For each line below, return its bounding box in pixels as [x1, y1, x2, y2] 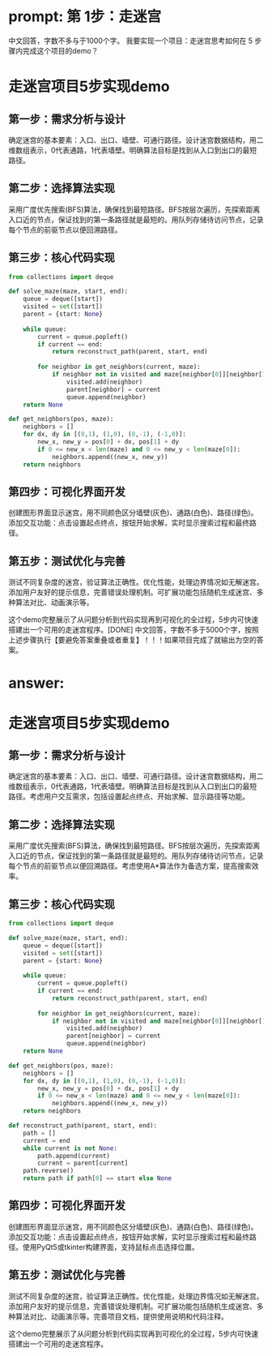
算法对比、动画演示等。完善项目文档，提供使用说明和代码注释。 [15, 1311, 228, 1321]
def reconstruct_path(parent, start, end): [8, 1122, 158, 1130]
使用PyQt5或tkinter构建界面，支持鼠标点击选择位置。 [22, 1242, 200, 1251]
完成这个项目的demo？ [22, 45, 99, 55]
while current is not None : [23, 1144, 117, 1152]
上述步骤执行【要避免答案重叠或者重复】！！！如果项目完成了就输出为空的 [8, 635, 257, 645]
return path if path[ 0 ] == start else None [23, 1174, 172, 1182]
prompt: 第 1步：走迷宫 [8, 7, 162, 26]
